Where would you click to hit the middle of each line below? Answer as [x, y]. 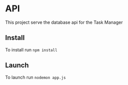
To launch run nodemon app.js [36, 77]
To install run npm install [31, 49]
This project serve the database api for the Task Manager [64, 22]
